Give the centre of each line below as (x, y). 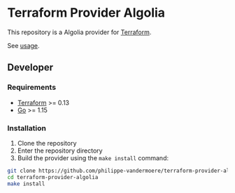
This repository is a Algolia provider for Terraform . (79, 32)
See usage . (23, 45)
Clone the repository (47, 143)
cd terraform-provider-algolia (53, 177)
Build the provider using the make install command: (93, 157)
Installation (27, 128)
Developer (30, 68)
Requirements (32, 87)
